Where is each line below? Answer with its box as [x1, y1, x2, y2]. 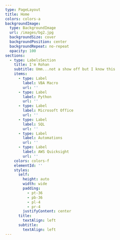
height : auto [23, 177, 50, 182]
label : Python [23, 94, 52, 99]
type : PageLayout [5, 7, 41, 12]
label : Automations [23, 136, 63, 140]
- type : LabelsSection [9, 58, 56, 63]
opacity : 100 [9, 48, 36, 53]
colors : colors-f [14, 158, 50, 163]
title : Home [5, 12, 30, 17]
